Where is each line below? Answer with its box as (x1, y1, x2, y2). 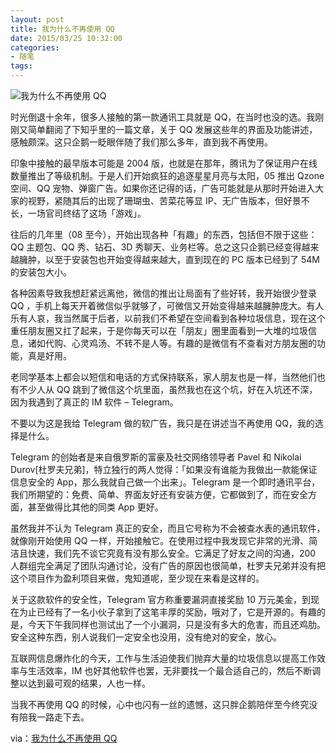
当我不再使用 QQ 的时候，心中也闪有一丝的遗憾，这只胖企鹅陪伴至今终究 (10, 699, 310, 710)
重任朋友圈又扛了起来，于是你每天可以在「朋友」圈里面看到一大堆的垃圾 (10, 325, 308, 336)
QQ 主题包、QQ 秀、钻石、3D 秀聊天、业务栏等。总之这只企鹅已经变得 (10, 241, 302, 253)
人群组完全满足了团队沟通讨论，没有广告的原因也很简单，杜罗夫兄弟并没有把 (10, 560, 326, 571)
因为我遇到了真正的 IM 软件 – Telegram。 (10, 396, 179, 408)
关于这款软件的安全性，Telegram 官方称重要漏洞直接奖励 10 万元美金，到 (10, 594, 311, 605)
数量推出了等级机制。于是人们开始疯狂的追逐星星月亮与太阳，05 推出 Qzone (10, 170, 325, 181)
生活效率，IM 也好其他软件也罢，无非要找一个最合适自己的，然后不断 (27, 665, 313, 676)
